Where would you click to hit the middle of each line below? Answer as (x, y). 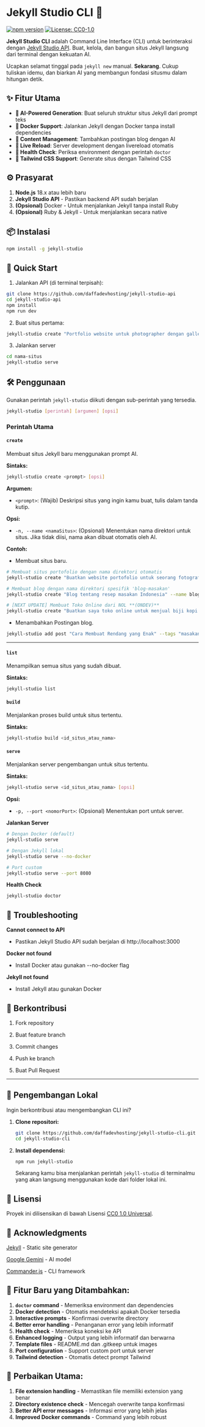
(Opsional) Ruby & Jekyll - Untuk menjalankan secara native (91, 212)
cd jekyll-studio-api (34, 299)
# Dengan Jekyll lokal (35, 851)
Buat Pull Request (37, 1070)
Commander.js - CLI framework (46, 1271)
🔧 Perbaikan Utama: (45, 1377)
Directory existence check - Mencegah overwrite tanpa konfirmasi (100, 1404)
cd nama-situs (24, 357)
